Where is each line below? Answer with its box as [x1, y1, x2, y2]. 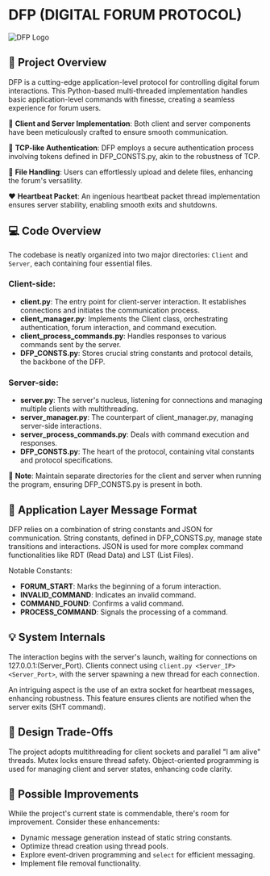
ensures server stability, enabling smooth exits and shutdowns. [8, 199, 218, 209]
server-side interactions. [19, 421, 102, 431]
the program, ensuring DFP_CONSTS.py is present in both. [8, 480, 203, 489]
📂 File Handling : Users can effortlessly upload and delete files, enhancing [8, 167, 254, 177]
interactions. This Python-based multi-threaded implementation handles [8, 86, 248, 95]
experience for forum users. [8, 103, 102, 112]
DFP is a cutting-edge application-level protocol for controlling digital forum [8, 77, 260, 86]
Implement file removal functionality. [19, 858, 141, 869]
